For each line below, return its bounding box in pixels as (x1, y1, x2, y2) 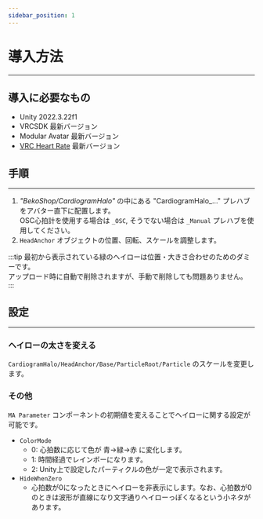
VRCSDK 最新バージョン (19, 122, 98, 131)
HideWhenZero (19, 474, 63, 483)
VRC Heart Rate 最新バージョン (19, 141, 121, 151)
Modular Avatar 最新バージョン (19, 131, 119, 141)
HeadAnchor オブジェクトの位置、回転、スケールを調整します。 (19, 236, 221, 245)
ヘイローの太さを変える (8, 339, 96, 350)
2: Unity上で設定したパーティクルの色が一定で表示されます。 (31, 464, 227, 473)
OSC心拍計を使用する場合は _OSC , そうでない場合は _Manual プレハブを (19, 216, 248, 225)
